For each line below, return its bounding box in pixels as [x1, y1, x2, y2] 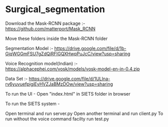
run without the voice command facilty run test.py [5, 115, 109, 122]
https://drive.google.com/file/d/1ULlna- [28, 75, 110, 81]
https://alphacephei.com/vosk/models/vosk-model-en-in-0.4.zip [5, 66, 140, 72]
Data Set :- [5, 75, 28, 81]
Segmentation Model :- [5, 45, 54, 51]
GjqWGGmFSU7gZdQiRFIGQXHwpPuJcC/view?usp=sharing [5, 51, 131, 57]
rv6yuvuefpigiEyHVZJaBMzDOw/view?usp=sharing [5, 81, 113, 87]
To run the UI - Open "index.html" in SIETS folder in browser [5, 91, 131, 97]
